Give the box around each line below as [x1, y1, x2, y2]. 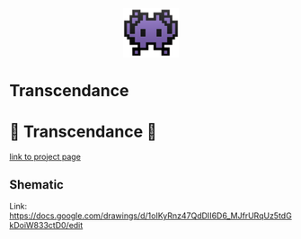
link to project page [9, 151, 81, 162]
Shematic [9, 177, 65, 192]
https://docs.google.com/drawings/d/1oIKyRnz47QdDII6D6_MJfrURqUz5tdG [9, 210, 292, 221]
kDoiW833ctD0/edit [9, 220, 84, 231]
